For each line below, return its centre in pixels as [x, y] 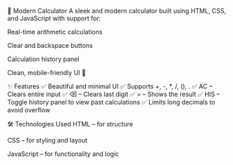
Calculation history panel [43, 59]
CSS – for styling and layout [48, 140]
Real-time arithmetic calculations [55, 32]
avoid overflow [29, 110]
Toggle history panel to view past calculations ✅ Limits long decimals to [112, 102]
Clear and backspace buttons [50, 45]
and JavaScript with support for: [54, 18]
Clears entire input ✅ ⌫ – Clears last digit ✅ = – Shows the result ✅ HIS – [114, 94]
